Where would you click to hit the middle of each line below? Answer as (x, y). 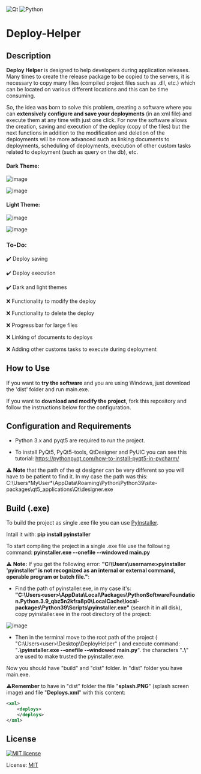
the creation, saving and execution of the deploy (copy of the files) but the (98, 126)
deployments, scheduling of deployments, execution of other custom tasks (99, 145)
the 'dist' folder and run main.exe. (48, 389)
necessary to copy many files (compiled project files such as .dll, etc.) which (101, 83)
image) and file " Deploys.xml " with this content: (66, 693)
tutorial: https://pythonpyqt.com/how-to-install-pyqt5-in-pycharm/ (97, 459)
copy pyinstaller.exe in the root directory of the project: (83, 614)
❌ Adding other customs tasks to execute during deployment (82, 349)
